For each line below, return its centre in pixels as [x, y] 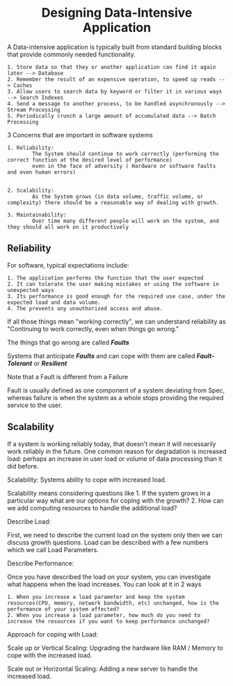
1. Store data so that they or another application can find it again [112, 67]
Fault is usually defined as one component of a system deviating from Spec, [116, 390]
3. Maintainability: [37, 215]
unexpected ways [31, 290]
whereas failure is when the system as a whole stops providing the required [115, 397]
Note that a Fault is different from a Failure [68, 376]
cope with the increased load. [50, 655]
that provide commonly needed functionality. [71, 54]
